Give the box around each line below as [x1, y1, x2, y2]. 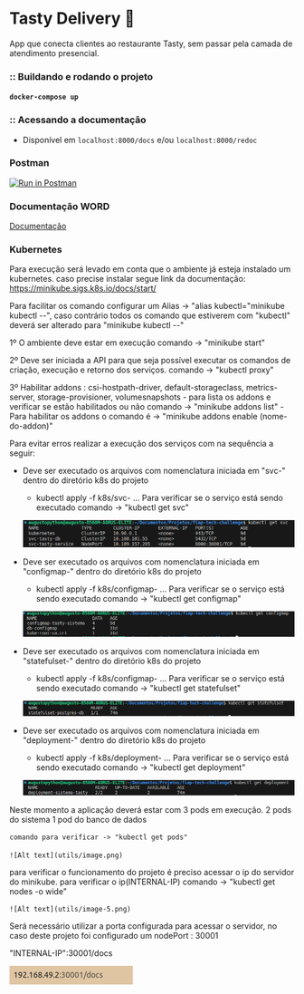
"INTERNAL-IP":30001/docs [9, 948, 113, 959]
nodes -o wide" [9, 886, 68, 897]
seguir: [9, 448, 36, 458]
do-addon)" [9, 420, 53, 431]
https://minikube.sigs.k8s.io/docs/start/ [9, 283, 157, 294]
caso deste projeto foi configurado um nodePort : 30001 [9, 931, 219, 941]
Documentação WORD [9, 199, 110, 212]
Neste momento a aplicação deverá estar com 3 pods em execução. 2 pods [9, 805, 292, 815]
